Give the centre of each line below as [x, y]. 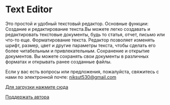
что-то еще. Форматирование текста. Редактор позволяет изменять [80, 40]
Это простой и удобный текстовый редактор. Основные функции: [77, 24]
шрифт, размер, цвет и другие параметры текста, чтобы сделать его [81, 45]
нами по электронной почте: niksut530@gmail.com [61, 77]
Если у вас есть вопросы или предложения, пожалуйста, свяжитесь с [82, 71]
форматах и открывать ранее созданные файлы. [58, 61]
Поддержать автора [27, 97]
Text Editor [29, 9]
